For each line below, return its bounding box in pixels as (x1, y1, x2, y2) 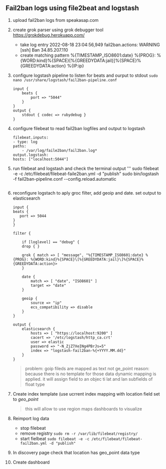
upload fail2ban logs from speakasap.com (12, 17, 99, 23)
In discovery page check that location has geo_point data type (12, 449, 140, 456)
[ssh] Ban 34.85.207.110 (20, 47, 68, 53)
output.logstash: (12, 152, 49, 157)
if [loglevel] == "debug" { (22, 239, 80, 245)
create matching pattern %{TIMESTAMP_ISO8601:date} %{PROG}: (20, 52, 156, 58)
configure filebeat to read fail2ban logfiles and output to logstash (12, 125, 145, 131)
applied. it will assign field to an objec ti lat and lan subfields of (25, 376, 153, 382)
